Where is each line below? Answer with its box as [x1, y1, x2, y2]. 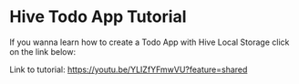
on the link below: [9, 46, 76, 57]
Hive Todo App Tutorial [9, 6, 187, 27]
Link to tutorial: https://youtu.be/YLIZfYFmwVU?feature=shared [9, 64, 248, 75]
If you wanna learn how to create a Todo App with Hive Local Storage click [9, 37, 290, 47]
